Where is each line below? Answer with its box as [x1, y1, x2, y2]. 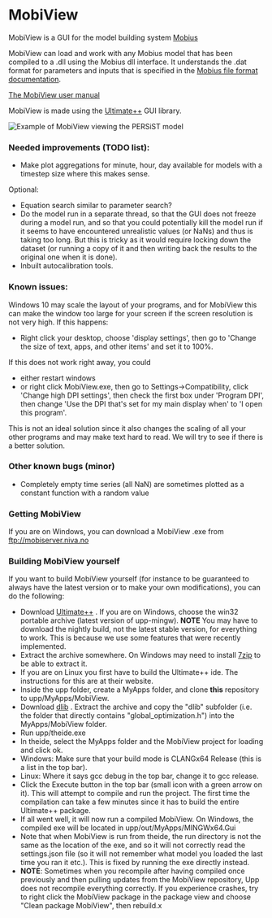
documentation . [8, 74, 62, 84]
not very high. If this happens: [8, 317, 109, 327]
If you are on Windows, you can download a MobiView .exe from [8, 527, 225, 537]
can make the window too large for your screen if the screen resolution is [8, 308, 253, 318]
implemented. [19, 642, 67, 651]
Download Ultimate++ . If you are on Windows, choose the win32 [19, 607, 239, 617]
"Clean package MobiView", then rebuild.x [19, 901, 162, 911]
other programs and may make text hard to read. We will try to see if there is [8, 432, 264, 442]
